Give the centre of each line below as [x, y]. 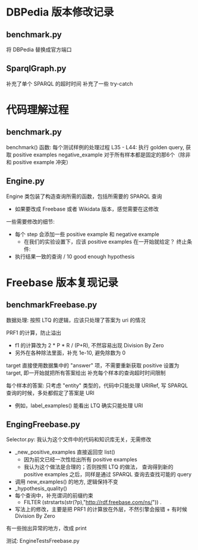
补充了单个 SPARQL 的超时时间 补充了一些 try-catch [70, 83]
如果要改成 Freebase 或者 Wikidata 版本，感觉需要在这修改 [87, 209]
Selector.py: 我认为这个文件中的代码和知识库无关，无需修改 [79, 439]
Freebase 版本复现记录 [62, 282]
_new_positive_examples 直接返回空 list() [65, 452]
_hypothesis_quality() [41, 489]
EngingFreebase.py [43, 425]
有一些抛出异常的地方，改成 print [47, 528]
